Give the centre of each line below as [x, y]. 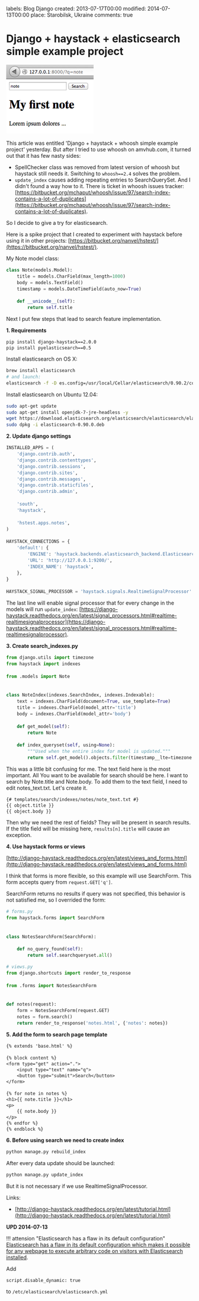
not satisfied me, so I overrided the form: [56, 900]
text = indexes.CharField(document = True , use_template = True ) [94, 702]
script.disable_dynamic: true [44, 1280]
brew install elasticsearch [41, 371]
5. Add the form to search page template [57, 1034]
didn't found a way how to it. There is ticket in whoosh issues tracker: [99, 186]
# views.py [20, 967]
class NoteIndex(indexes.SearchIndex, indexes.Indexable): [81, 695]
